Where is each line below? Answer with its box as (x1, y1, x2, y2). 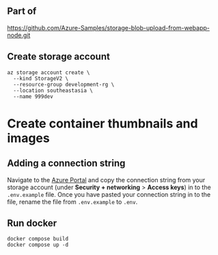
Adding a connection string (7, 158, 126, 169)
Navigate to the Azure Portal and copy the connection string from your (7, 175, 206, 184)
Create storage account (7, 51, 111, 62)
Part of (7, 5, 37, 17)
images (7, 130, 50, 146)
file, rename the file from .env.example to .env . (7, 197, 138, 206)
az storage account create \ (7, 69, 90, 76)
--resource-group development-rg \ (13, 81, 115, 88)
